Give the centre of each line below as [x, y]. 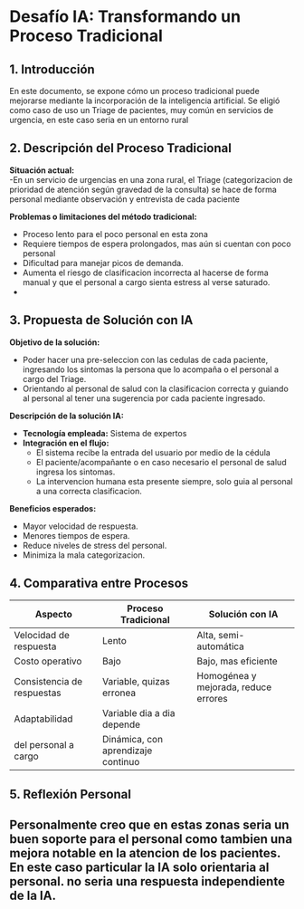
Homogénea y [227, 676]
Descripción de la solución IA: [66, 416]
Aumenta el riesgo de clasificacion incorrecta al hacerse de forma [145, 273]
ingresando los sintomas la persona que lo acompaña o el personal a [150, 369]
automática [220, 646]
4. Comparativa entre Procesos [99, 584]
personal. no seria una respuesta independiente [147, 881]
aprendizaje [128, 751]
